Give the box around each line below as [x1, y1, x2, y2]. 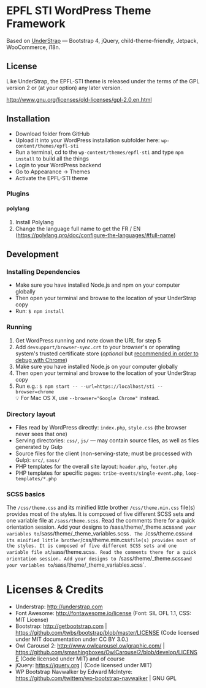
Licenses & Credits [6, 583, 104, 597]
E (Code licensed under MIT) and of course [15, 655, 125, 662]
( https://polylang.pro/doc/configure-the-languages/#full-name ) [15, 231, 176, 239]
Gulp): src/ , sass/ [15, 456, 60, 463]
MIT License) [15, 616, 49, 624]
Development [6, 249, 59, 260]
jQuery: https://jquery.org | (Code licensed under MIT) [15, 662, 152, 669]
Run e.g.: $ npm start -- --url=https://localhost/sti [15, 382, 155, 390]
